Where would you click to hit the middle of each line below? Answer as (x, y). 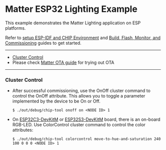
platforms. (16, 28)
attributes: (23, 130)
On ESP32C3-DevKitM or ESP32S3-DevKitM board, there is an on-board (86, 119)
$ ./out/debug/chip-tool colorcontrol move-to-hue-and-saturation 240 (86, 139)
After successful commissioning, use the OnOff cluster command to (81, 91)
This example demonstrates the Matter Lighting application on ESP (73, 23)
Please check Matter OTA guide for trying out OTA (63, 62)
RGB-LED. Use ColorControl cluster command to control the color (79, 125)
